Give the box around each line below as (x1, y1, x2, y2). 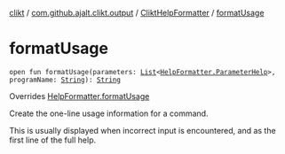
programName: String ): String (9, 75, 122, 84)
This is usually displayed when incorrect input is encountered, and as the (9, 125, 277, 135)
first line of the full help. (9, 135, 96, 145)
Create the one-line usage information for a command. (9, 108, 209, 119)
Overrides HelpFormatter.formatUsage (9, 90, 150, 101)
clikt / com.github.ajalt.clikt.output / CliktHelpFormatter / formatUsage (9, 8, 265, 18)
